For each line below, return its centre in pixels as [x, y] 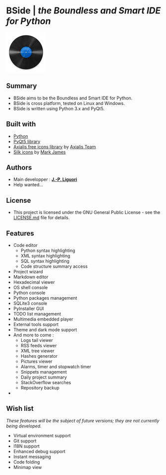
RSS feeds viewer [39, 346]
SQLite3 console [30, 303]
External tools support [36, 324]
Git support [25, 441]
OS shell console [30, 287]
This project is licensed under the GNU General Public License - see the [87, 212]
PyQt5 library [27, 141]
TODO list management [37, 314]
